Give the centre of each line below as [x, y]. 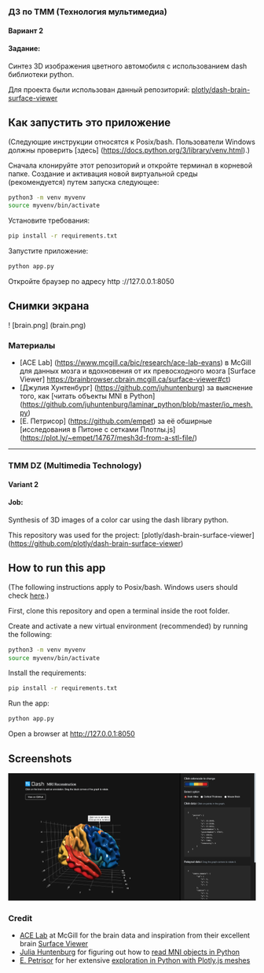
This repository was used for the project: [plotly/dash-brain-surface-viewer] [131, 535]
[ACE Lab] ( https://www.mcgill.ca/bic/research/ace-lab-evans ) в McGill [135, 363]
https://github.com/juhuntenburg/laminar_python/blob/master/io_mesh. [137, 404]
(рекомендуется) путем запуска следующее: [84, 182]
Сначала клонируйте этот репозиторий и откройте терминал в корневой [130, 165]
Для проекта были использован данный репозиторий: [99, 90]
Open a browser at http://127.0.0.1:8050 [71, 734]
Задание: [24, 49]
